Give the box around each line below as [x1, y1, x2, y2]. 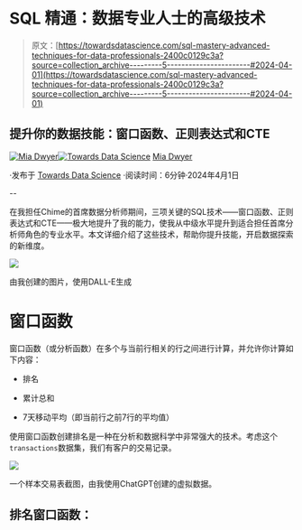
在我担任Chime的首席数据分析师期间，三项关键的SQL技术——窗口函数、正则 [9, 206, 294, 217]
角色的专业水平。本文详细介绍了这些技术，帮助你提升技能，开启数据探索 [24, 228, 294, 239]
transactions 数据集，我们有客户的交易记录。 [9, 442, 177, 452]
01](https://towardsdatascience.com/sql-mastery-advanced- [31, 69, 258, 79]
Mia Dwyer [152, 151, 193, 162]
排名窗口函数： [9, 507, 93, 523]
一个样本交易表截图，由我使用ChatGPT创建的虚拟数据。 [9, 478, 217, 488]
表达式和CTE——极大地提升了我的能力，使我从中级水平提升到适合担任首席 [9, 218, 286, 228]
